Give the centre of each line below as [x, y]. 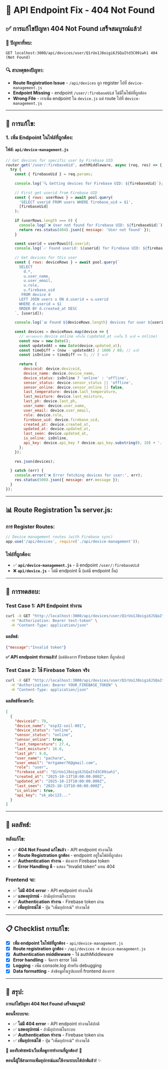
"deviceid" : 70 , [32, 721]
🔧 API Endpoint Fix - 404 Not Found [80, 10]
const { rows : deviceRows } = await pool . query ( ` [67, 262]
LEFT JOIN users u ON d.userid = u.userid [64, 299]
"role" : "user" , [32, 767]
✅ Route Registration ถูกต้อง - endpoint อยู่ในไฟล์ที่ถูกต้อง [68, 855]
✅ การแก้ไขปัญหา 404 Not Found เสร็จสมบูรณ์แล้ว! [74, 29]
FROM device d [36, 295]
